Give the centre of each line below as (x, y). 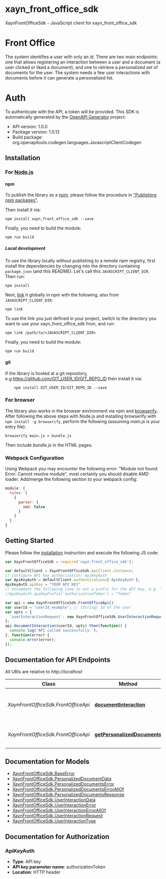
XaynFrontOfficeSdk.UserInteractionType (54, 821)
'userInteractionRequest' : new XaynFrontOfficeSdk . (64, 617)
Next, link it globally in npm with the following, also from (62, 295)
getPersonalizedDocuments (128, 734)
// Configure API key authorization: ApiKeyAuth (56, 575)
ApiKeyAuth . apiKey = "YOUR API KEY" (43, 585)
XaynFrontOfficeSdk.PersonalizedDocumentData (62, 779)
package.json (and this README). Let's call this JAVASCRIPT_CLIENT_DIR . (77, 271)
